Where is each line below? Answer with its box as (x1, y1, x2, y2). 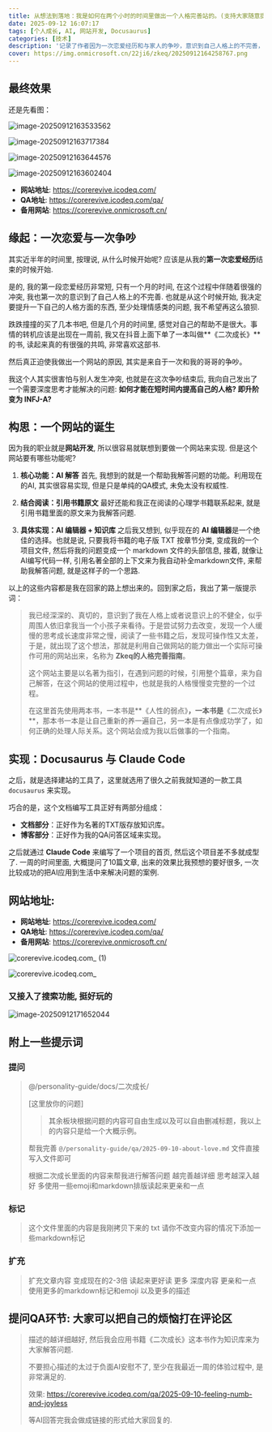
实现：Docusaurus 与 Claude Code (8, 752, 186, 766)
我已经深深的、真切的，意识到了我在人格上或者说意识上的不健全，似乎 (28, 610, 263, 621)
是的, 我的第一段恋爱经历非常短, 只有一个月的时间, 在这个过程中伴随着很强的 (8, 282, 261, 291)
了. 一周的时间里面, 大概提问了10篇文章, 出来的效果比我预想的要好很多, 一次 (8, 858, 259, 867)
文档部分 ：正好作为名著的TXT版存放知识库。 (19, 820, 169, 830)
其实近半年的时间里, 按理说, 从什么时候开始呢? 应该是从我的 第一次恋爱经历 (8, 254, 257, 264)
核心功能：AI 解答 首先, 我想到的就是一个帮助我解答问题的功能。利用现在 (19, 471, 263, 480)
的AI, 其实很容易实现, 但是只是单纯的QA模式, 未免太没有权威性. (19, 480, 229, 491)
